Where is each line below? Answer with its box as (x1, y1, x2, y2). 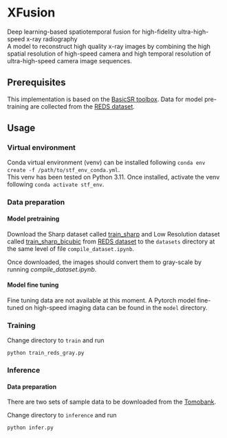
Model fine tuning (7, 281, 59, 289)
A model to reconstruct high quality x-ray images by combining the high (7, 42, 211, 50)
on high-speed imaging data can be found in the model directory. (25, 303, 208, 311)
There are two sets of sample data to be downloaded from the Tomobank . (7, 397, 217, 406)
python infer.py (7, 424, 54, 431)
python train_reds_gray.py (7, 349, 85, 357)
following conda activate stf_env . (7, 180, 105, 188)
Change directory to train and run (7, 336, 105, 344)
